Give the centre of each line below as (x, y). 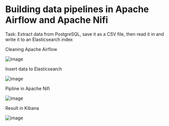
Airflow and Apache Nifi (57, 20)
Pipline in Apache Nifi (28, 88)
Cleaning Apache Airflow (31, 49)
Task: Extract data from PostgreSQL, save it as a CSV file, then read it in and (85, 34)
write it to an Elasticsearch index (39, 39)
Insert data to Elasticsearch (34, 69)
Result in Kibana (22, 108)
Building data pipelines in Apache (77, 9)
